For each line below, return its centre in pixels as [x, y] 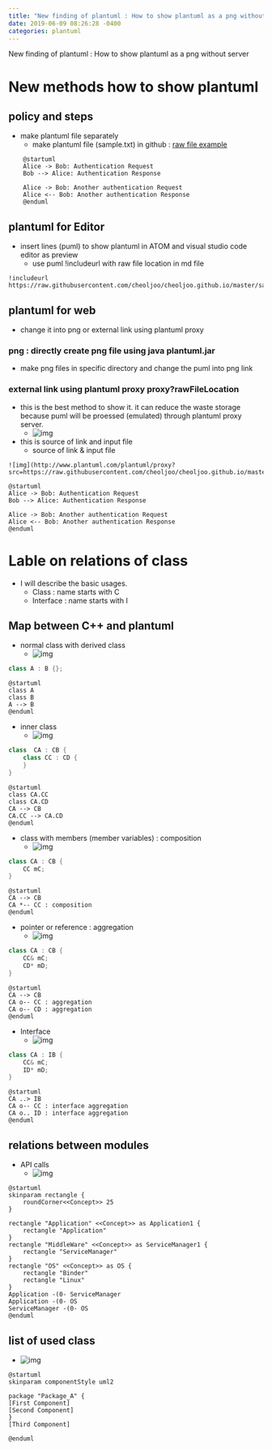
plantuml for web [52, 310]
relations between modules [79, 1145]
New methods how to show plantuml [134, 87]
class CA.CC [28, 795]
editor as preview [49, 255]
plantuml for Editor [57, 226]
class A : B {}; [36, 669]
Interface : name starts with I [80, 600]
